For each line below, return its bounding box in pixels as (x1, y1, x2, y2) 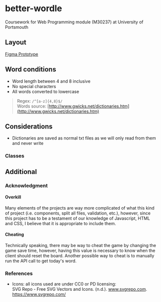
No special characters (12, 83, 56, 89)
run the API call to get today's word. (5, 258, 77, 264)
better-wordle (5, 3, 62, 14)
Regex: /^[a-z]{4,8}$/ (16, 98, 63, 104)
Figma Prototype (5, 51, 38, 57)
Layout (5, 38, 27, 47)
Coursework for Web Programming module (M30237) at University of (5, 19, 144, 25)
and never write (12, 141, 44, 146)
